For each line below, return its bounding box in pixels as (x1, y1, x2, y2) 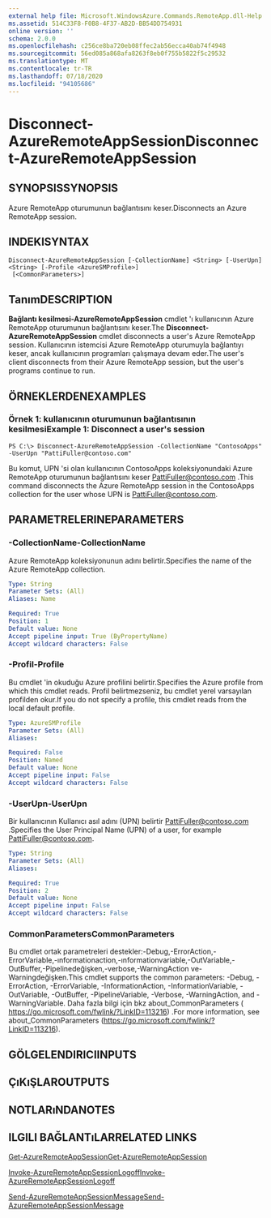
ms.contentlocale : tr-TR (8, 65, 92, 73)
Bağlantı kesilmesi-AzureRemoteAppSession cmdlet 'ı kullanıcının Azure (8, 314, 255, 324)
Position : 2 (8, 886, 49, 894)
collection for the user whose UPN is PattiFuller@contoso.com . (8, 489, 218, 499)
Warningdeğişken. (8, 972, 69, 982)
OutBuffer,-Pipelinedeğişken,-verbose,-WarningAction (8, 964, 189, 974)
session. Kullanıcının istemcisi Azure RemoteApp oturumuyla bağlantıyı (8, 340, 244, 350)
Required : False (8, 748, 63, 757)
